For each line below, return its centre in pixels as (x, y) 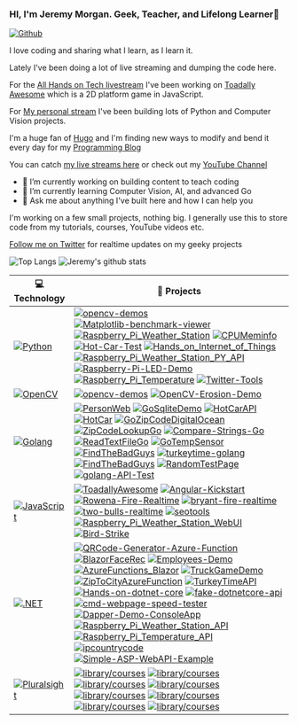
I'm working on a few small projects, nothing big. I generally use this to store (149, 218)
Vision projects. (38, 121)
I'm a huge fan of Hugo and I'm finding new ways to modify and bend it (139, 138)
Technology (39, 299)
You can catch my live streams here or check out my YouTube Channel (138, 165)
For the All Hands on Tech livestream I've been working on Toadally (132, 85)
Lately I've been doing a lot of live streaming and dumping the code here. (143, 68)
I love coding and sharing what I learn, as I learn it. (101, 51)
